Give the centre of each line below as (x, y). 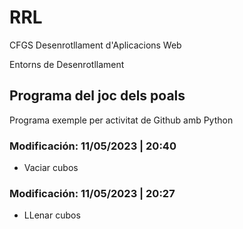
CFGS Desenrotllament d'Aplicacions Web (95, 45)
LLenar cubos (52, 215)
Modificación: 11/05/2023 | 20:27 (92, 193)
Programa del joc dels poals (97, 96)
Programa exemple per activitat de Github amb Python (121, 120)
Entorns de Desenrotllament (67, 64)
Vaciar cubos (51, 168)
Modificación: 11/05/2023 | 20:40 (93, 146)
